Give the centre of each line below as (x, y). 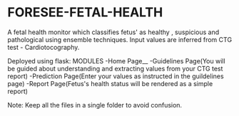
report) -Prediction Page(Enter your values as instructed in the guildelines (116, 76)
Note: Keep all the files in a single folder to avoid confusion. (95, 105)
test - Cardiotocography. (44, 47)
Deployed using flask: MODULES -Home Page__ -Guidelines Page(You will (117, 60)
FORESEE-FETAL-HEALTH (85, 12)
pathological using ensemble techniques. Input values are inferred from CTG (120, 39)
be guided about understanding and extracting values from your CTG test (115, 68)
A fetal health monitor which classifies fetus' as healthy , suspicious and (113, 32)
